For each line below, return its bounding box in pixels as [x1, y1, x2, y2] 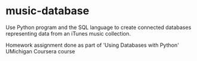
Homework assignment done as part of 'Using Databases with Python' [5, 41, 179, 49]
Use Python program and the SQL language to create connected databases [5, 24, 192, 31]
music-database [5, 4, 89, 18]
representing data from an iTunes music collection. [5, 30, 131, 37]
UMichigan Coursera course [5, 47, 75, 54]
